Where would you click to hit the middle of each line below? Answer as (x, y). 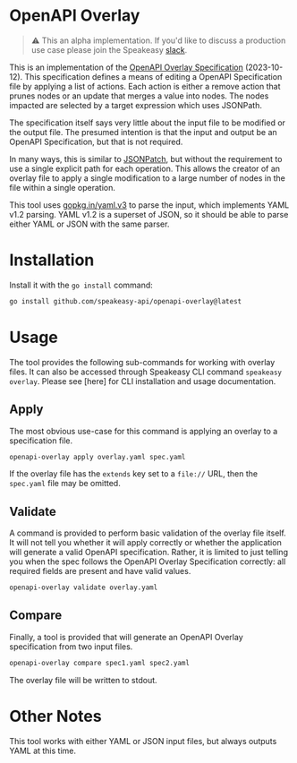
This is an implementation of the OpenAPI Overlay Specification (126, 67)
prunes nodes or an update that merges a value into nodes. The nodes (139, 96)
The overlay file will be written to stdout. (84, 680)
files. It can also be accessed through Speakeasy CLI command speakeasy (145, 372)
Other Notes (55, 716)
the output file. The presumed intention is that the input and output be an (143, 132)
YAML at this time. (43, 750)
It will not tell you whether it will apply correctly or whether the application (145, 543)
